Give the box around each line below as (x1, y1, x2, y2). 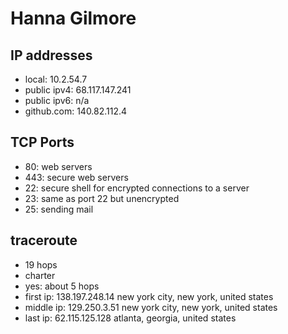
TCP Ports (10, 134, 75, 151)
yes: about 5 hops (24, 280, 100, 292)
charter (24, 269, 56, 281)
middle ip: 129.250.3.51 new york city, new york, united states (24, 301, 278, 313)
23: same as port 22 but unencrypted (24, 192, 180, 204)
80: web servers (24, 160, 93, 172)
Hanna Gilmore (10, 7, 137, 30)
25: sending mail (24, 203, 94, 215)
